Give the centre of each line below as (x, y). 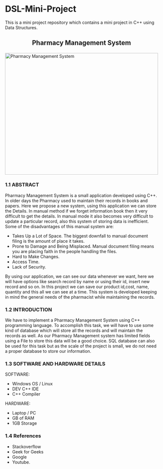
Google (19, 457)
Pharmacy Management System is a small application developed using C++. (81, 195)
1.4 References (23, 436)
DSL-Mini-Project (41, 9)
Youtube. (21, 462)
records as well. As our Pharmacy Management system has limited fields (78, 335)
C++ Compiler (26, 394)
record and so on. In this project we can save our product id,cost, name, (77, 287)
